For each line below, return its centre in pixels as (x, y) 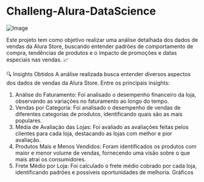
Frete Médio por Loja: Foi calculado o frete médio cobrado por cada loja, (106, 166)
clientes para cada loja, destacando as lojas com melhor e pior (93, 133)
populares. (29, 121)
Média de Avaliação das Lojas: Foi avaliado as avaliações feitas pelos (102, 127)
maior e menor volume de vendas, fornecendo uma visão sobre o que (103, 153)
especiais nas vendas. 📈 (37, 60)
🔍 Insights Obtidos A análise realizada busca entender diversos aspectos (98, 74)
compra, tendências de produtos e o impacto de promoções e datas (92, 52)
